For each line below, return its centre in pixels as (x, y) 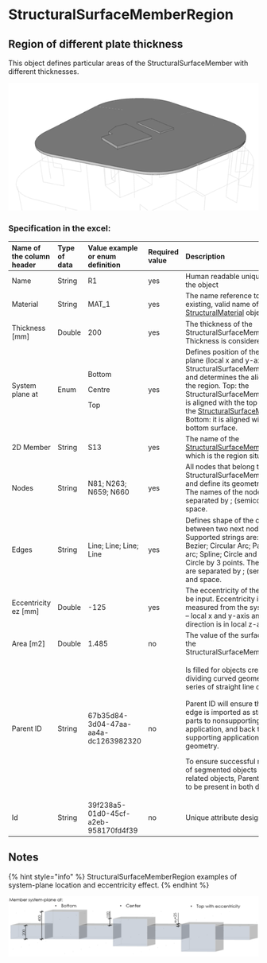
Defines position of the (222, 351)
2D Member (31, 448)
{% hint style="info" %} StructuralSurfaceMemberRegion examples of (123, 876)
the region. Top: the (217, 385)
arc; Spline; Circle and (221, 553)
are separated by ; (215, 571)
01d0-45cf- (109, 814)
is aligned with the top (222, 402)
